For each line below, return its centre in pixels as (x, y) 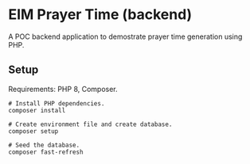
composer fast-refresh (46, 152)
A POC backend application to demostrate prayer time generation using (125, 36)
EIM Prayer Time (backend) (100, 15)
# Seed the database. (44, 145)
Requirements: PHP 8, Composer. (63, 89)
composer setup (33, 131)
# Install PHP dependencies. (57, 103)
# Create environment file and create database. (90, 124)
